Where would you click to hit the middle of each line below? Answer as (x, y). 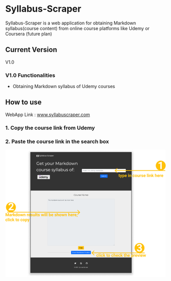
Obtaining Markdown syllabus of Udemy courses (64, 87)
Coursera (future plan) (29, 34)
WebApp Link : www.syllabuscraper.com (48, 115)
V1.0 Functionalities (30, 75)
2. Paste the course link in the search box (57, 142)
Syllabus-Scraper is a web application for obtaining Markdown (71, 23)
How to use (23, 102)
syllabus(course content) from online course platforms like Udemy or (78, 28)
